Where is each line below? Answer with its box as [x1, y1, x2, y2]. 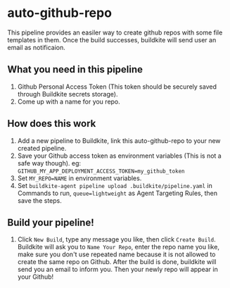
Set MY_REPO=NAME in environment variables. [17, 174, 142, 182]
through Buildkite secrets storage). [17, 89, 118, 98]
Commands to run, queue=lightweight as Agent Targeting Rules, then [17, 189, 218, 197]
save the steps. [17, 196, 62, 205]
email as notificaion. [7, 43, 65, 51]
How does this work [7, 118, 96, 130]
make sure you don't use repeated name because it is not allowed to [17, 250, 216, 258]
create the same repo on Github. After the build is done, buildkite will [17, 258, 217, 266]
